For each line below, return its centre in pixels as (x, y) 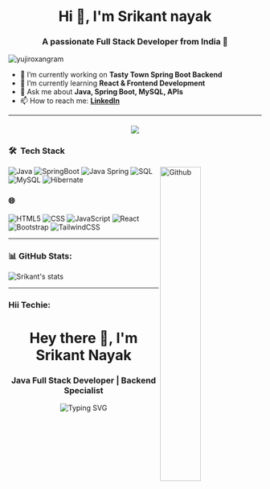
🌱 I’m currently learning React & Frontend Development (112, 83)
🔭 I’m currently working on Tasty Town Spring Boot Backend (121, 75)
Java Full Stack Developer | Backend (84, 380)
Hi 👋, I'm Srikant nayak (135, 17)
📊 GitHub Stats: (40, 255)
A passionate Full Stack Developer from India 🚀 (135, 42)
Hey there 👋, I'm (84, 338)
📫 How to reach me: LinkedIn (70, 101)
